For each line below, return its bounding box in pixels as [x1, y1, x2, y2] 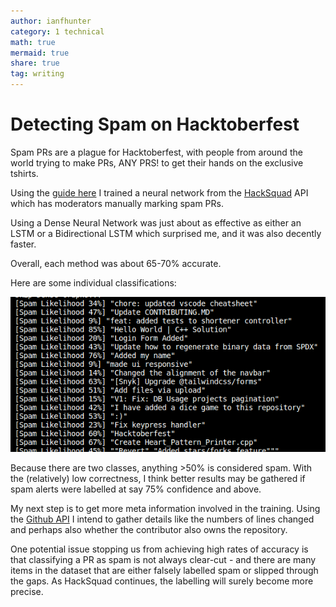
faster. [10, 238, 37, 250]
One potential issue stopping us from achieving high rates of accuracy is [10, 543, 309, 555]
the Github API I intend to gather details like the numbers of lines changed [10, 513, 315, 525]
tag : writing [10, 69, 65, 79]
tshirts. [10, 167, 39, 179]
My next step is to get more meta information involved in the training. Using [10, 502, 321, 514]
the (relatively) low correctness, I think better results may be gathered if [10, 472, 306, 484]
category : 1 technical [10, 26, 105, 37]
